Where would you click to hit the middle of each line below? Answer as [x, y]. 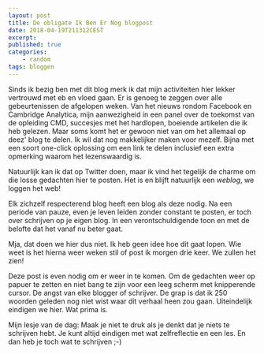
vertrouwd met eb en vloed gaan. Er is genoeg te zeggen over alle [115, 97]
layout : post [30, 15]
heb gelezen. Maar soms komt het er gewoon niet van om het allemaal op [127, 131]
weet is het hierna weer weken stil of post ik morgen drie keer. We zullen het [132, 252]
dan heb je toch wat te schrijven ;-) [65, 341]
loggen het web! [35, 188]
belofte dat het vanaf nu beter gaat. [66, 229]
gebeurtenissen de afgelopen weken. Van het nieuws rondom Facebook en [130, 106]
